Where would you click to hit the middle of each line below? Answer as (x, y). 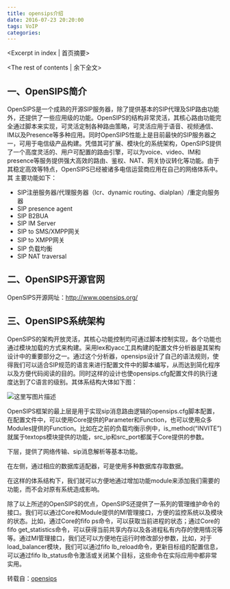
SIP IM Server (36, 223)
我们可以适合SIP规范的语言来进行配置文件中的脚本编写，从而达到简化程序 (116, 365)
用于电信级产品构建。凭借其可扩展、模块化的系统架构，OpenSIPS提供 (123, 143)
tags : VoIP (23, 26)
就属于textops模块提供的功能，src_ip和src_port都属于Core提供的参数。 (107, 437)
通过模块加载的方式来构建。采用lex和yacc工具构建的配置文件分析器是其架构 (114, 347)
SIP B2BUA (33, 216)
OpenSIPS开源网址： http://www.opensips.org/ (73, 297)
